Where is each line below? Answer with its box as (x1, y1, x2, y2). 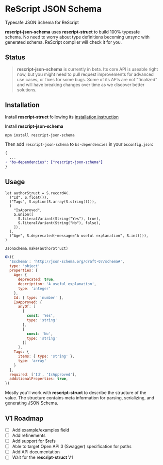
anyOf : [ (17, 304, 36, 309)
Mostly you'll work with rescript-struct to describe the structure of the (5, 390, 147, 396)
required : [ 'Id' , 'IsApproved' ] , (9, 372, 77, 377)
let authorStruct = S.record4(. (5, 190, 70, 195)
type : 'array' (17, 358, 47, 363)
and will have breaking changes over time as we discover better (16, 82, 145, 87)
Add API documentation (12, 449, 60, 455)
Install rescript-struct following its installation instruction (5, 114, 119, 120)
